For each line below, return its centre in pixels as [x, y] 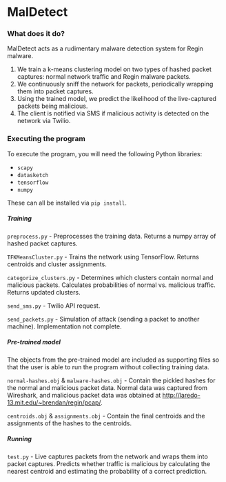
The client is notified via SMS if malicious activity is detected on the [113, 113]
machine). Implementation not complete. [64, 326]
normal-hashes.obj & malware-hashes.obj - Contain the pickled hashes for [111, 380]
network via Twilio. [44, 121]
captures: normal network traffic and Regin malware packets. [104, 77]
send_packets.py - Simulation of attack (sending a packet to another [103, 319]
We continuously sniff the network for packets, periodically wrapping [115, 84]
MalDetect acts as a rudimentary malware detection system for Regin [105, 48]
